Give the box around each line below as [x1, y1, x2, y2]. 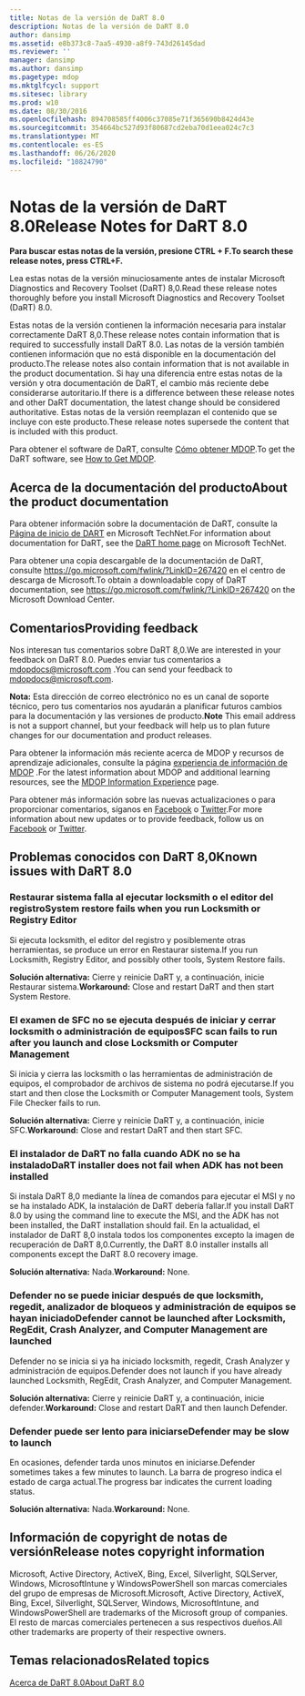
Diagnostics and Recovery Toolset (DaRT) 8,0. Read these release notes [9, 283, 278, 294]
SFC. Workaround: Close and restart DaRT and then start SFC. [9, 1125, 243, 1136]
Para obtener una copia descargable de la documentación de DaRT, [9, 555, 264, 566]
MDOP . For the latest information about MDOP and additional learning [9, 767, 270, 778]
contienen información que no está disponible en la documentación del [9, 349, 276, 360]
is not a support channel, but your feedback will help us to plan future [9, 720, 270, 731]
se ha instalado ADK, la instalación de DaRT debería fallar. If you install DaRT [9, 1201, 295, 1212]
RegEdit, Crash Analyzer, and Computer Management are [9, 1324, 269, 1336]
